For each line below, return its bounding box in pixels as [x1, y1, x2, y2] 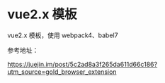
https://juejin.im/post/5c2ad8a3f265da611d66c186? [7, 60, 158, 68]
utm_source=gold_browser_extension [7, 68, 117, 76]
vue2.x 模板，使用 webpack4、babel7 [7, 31, 118, 39]
